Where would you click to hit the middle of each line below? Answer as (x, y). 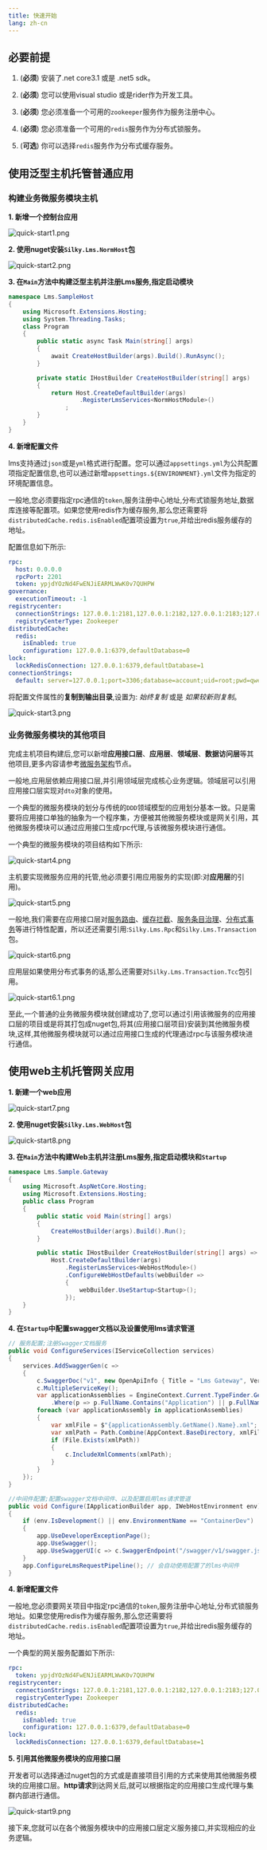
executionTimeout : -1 (51, 599)
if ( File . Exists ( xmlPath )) (95, 1440)
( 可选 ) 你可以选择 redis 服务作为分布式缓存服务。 (98, 146)
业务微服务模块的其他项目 (57, 734)
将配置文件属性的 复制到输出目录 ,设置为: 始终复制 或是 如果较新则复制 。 (124, 697)
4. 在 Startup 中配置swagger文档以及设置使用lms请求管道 (101, 1328)
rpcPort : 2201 (39, 577)
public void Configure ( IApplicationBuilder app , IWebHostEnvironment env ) (135, 1506)
